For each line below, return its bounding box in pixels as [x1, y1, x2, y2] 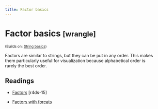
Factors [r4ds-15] [12, 90, 47, 95]
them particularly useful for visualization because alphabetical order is [5, 58, 145, 63]
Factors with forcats [12, 99, 52, 105]
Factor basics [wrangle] [5, 28, 96, 39]
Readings [5, 77, 34, 85]
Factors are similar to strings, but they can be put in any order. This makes [5, 52, 153, 58]
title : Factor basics [5, 7, 49, 12]
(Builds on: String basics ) [5, 44, 47, 49]
